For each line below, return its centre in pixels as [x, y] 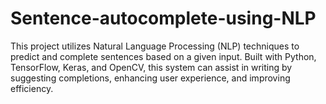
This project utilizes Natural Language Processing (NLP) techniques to [155, 46]
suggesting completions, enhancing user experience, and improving [150, 78]
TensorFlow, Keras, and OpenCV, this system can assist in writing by [151, 67]
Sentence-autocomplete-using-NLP [163, 18]
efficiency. [32, 88]
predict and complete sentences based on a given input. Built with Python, [163, 56]
